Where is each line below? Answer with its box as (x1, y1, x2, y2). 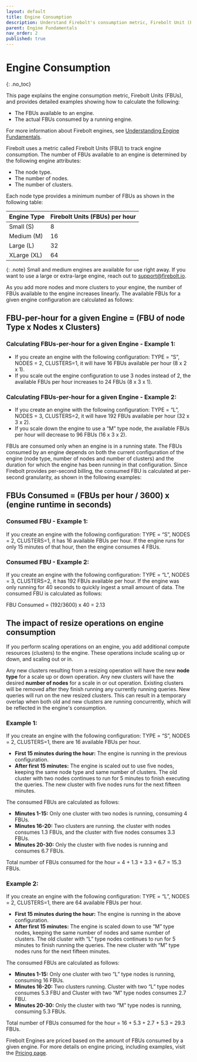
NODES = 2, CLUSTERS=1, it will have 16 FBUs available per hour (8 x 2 (14, 359, 187, 367)
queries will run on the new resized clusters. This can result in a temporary (6, 692, 186, 699)
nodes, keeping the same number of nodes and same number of (14, 929, 171, 936)
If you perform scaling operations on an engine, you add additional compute (6, 643, 190, 650)
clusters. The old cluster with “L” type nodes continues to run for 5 (14, 935, 176, 942)
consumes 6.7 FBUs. (14, 847, 65, 854)
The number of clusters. (14, 181, 73, 188)
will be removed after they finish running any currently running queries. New (6, 685, 191, 692)
